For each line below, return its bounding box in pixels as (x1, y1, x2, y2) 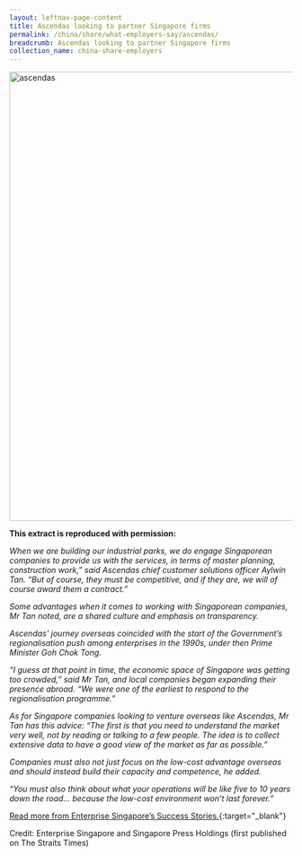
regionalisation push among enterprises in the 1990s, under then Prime (9, 638, 273, 649)
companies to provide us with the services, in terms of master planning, (9, 555, 276, 566)
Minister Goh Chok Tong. (9, 648, 102, 658)
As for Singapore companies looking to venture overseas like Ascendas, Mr (9, 710, 289, 721)
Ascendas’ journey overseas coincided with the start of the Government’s (9, 628, 283, 639)
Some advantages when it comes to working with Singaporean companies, (9, 601, 289, 612)
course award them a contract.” (9, 584, 129, 595)
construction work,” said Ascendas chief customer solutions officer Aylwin (9, 565, 286, 576)
